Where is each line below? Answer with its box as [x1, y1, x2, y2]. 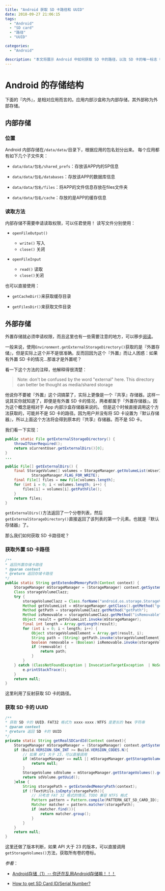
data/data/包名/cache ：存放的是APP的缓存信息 [12, 195, 107, 201]
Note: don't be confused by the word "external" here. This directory [17, 376, 155, 382]
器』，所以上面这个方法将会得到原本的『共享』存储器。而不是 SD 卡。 [5, 416, 145, 423]
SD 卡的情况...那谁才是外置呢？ [19, 356, 82, 362]
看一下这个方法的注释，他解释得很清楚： [5, 367, 87, 373]
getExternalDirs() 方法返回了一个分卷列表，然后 [5, 510, 103, 516]
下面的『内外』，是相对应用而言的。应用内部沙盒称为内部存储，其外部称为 [5, 97, 154, 103]
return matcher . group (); [40, 811, 91, 816]
